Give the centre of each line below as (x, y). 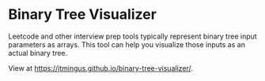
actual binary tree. (38, 53)
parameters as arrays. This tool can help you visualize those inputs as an (127, 44)
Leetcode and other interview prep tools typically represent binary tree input (132, 36)
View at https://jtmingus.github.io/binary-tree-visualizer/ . (101, 68)
